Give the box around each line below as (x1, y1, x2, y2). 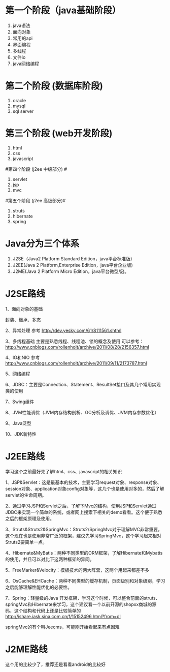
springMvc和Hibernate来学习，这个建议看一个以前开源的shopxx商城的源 (5, 601, 157, 607)
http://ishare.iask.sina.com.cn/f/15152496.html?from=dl (5, 613, 121, 619)
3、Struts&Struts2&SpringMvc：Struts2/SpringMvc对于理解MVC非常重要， (5, 526, 162, 532)
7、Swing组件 (5, 399, 35, 405)
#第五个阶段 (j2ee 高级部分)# (5, 197, 66, 203)
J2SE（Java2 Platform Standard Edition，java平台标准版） (12, 255, 135, 262)
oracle (12, 97, 26, 103)
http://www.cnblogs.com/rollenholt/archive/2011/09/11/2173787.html (5, 360, 147, 366)
